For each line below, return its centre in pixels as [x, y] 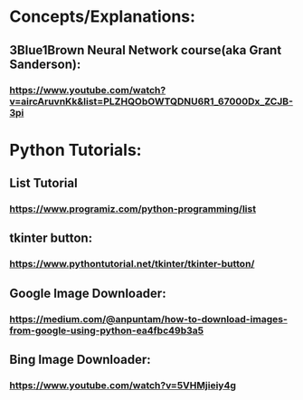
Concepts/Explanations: [103, 17]
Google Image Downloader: [88, 293]
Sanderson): [45, 64]
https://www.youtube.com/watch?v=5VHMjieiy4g [123, 385]
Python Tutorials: [76, 150]
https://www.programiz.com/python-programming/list [133, 209]
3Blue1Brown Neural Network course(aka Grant [146, 50]
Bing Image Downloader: [80, 360]
